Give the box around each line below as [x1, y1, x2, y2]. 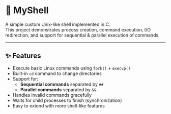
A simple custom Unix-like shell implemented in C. [5, 21, 110, 27]
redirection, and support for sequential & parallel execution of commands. [5, 32, 160, 38]
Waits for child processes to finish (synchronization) [12, 97, 122, 103]
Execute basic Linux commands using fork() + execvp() [12, 65, 131, 71]
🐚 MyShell [5, 5, 49, 16]
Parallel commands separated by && [20, 86, 97, 93]
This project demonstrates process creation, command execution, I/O [5, 26, 151, 32]
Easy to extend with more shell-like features [12, 102, 105, 108]
